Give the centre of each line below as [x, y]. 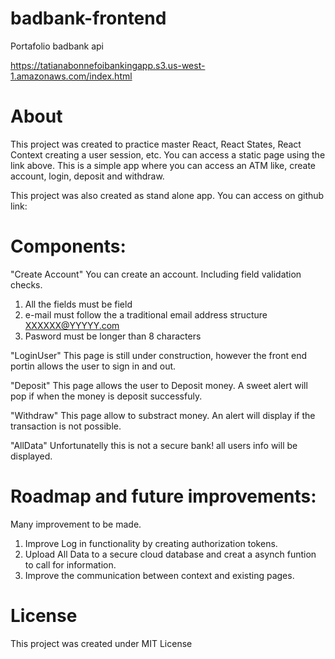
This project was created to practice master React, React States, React [156, 144]
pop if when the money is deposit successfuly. [106, 396]
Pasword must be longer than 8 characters [113, 336]
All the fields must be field [78, 304]
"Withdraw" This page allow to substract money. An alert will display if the [163, 415]
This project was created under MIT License [101, 643]
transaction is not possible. [66, 426]
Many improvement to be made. [76, 524]
